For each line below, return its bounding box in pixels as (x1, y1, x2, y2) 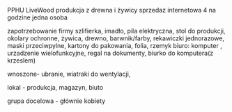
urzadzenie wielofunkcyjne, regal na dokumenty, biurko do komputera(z (7, 49, 214, 57)
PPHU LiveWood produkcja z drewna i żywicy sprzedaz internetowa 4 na (7, 6, 216, 14)
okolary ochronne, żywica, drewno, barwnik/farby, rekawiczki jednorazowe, (7, 34, 225, 42)
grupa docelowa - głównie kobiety (7, 97, 106, 105)
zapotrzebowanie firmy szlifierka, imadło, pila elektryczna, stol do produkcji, (7, 27, 226, 35)
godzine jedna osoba (7, 13, 68, 22)
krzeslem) (7, 56, 36, 65)
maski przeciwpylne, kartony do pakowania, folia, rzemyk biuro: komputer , (7, 42, 223, 49)
